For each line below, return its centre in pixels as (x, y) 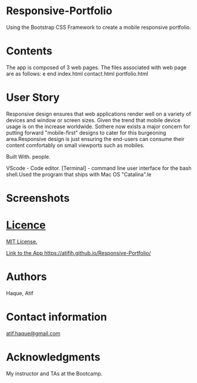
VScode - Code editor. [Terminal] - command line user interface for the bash (99, 168)
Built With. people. (29, 156)
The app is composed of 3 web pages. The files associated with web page (96, 67)
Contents (29, 51)
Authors (26, 277)
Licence (26, 225)
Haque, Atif (20, 293)
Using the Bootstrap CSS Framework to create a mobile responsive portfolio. (98, 27)
